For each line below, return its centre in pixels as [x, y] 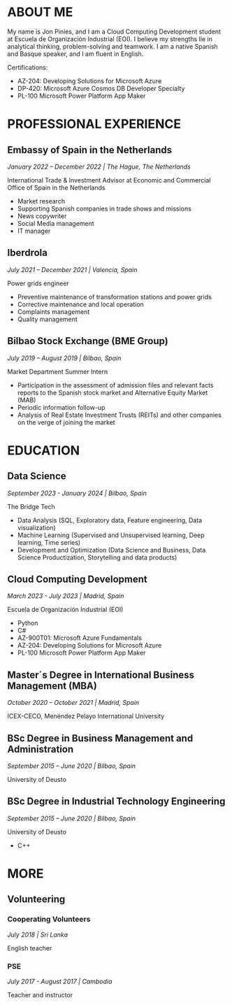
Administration [41, 749]
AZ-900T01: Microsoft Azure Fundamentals [79, 638]
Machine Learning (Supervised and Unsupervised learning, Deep [111, 535]
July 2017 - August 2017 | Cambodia [60, 981]
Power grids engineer [38, 283]
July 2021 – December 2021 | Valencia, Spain [72, 269]
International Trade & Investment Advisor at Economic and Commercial [109, 180]
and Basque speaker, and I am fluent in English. [75, 54]
